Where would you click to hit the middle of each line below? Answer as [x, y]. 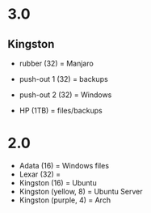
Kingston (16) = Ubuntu [58, 182]
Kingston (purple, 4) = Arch [65, 200]
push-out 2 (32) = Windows [65, 95]
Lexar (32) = [40, 174]
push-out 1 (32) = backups [63, 79]
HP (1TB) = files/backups [61, 111]
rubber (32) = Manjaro [56, 63]
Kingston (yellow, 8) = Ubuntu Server [81, 191]
